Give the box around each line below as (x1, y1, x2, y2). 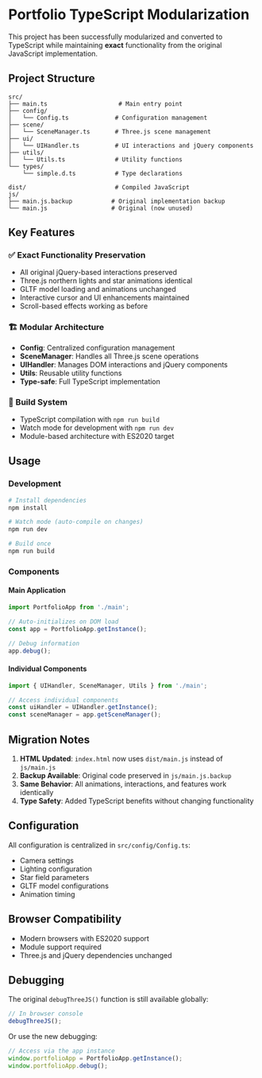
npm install (8, 503, 48, 512)
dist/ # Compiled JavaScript (8, 183, 191, 192)
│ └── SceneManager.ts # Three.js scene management (8, 127, 212, 136)
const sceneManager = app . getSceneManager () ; (8, 711, 161, 719)
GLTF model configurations (19, 881, 110, 890)
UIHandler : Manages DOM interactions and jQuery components (19, 359, 229, 369)
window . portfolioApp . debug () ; (8, 1061, 109, 1070)
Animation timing (19, 889, 75, 899)
